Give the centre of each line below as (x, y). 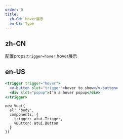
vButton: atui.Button (36, 123)
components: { (24, 115)
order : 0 (14, 10)
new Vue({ (15, 106)
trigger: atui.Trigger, (39, 119)
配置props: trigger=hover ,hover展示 (41, 56)
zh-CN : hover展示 (27, 19)
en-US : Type (22, 23)
